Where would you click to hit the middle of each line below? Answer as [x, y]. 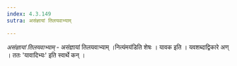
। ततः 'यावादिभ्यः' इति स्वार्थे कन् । [46, 55]
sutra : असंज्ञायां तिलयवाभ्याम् [39, 21]
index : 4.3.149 [29, 14]
